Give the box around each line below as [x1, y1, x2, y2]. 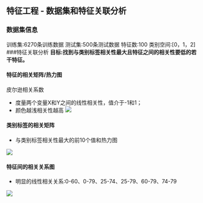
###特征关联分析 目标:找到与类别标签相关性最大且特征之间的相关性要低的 [6, 48, 191, 56]
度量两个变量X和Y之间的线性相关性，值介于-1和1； [15, 98, 142, 106]
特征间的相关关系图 [6, 163, 55, 170]
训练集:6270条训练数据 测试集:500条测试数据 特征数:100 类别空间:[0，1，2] [6, 40, 196, 48]
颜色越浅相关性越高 [15, 106, 64, 114]
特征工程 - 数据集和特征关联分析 [6, 6, 127, 17]
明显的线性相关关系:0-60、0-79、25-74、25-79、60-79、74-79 [15, 178, 177, 185]
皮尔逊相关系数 [6, 86, 44, 93]
